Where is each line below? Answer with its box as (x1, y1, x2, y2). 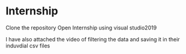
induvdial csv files (5, 42, 50, 49)
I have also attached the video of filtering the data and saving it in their (5, 35, 181, 43)
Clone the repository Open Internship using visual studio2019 (5, 24, 157, 31)
